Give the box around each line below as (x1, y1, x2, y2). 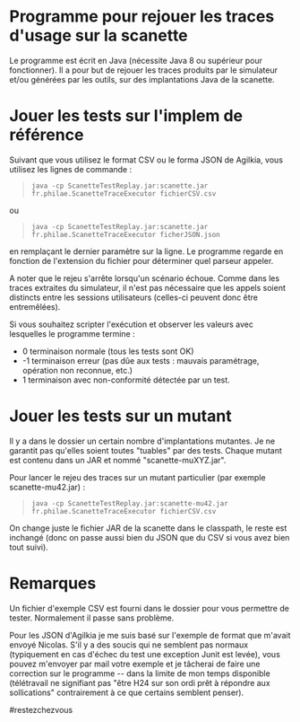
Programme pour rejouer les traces (9, 6, 275, 27)
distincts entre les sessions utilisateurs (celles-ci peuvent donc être (9, 292, 258, 303)
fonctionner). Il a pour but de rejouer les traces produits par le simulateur (9, 65, 278, 75)
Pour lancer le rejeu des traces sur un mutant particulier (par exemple (9, 471, 266, 482)
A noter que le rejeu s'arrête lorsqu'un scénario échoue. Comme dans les (9, 272, 280, 284)
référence (9, 125, 84, 145)
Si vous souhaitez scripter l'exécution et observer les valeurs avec (9, 319, 253, 330)
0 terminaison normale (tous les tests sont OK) (21, 346, 194, 357)
